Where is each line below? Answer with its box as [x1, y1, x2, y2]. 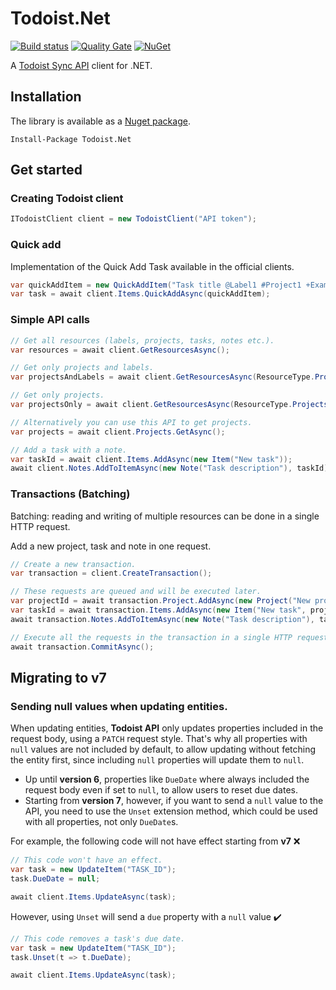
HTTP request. [10, 520, 71, 532]
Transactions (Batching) [10, 487, 131, 501]
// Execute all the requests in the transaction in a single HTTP [10, 632, 293, 642]
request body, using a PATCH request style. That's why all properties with [10, 733, 308, 745]
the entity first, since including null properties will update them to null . [10, 754, 305, 766]
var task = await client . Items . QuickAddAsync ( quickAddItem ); [10, 289, 271, 299]
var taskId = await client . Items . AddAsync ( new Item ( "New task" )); [10, 454, 293, 464]
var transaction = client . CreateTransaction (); [10, 568, 213, 579]
